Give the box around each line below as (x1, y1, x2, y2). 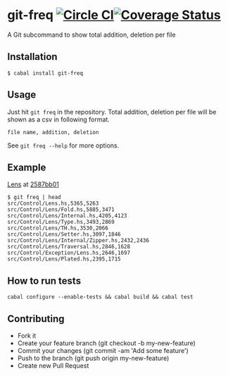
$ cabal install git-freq (7, 69, 83, 77)
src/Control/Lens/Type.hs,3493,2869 (7, 219, 115, 226)
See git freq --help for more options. (7, 141, 120, 150)
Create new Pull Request (17, 361, 89, 370)
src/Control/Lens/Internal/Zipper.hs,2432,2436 (7, 237, 150, 244)
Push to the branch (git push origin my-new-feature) (17, 354, 170, 362)
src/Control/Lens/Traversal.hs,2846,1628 (7, 244, 131, 251)
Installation (7, 51, 58, 63)
